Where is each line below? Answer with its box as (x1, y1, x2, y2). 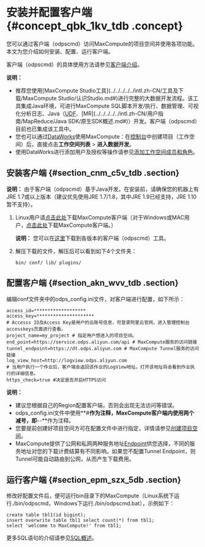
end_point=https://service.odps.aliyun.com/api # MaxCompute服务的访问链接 (6, 339, 198, 345)
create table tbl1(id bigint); (6, 512, 86, 518)
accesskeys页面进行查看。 (6, 326, 66, 332)
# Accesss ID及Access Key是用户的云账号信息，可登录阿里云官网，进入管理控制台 (6, 319, 190, 326)
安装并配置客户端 (6, 6, 93, 20)
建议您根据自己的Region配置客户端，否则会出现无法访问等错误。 (15, 401, 178, 408)
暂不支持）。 (6, 201, 36, 208)
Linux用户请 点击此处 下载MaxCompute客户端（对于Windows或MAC (15, 213, 185, 221)
